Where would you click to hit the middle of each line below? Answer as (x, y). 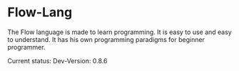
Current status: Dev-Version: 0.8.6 (57, 60)
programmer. (26, 47)
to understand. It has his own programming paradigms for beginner (106, 39)
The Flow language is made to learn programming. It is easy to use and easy (119, 32)
